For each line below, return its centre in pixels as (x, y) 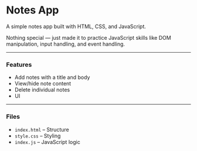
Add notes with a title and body (52, 77)
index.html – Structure (42, 129)
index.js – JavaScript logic (47, 142)
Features (19, 64)
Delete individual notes (42, 90)
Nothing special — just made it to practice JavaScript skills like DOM (89, 37)
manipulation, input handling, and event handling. (65, 44)
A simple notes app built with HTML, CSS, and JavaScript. (76, 26)
